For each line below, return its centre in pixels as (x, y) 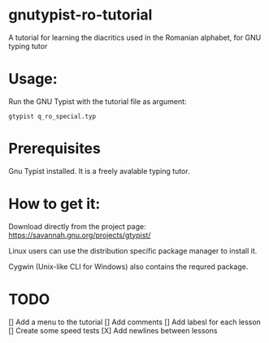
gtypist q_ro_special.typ (52, 116)
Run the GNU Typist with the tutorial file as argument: (98, 101)
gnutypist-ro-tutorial (80, 15)
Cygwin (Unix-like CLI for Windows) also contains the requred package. (128, 267)
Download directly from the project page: (77, 226)
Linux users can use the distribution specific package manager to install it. (133, 250)
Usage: (33, 79)
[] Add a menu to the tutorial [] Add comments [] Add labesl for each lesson (135, 322)
